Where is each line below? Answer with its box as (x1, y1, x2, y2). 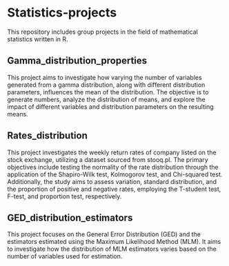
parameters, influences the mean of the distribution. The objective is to (7, 88, 209, 96)
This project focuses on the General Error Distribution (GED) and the (7, 230, 201, 238)
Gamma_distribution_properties (7, 55, 148, 67)
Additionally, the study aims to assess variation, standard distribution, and (7, 177, 217, 185)
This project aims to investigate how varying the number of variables (7, 73, 202, 81)
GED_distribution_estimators (7, 212, 133, 223)
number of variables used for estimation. (7, 252, 123, 260)
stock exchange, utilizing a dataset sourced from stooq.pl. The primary (7, 155, 208, 163)
